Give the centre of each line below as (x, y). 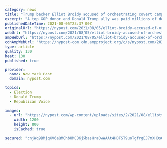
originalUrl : (19, 28)
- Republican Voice (30, 102)
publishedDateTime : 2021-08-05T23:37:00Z (49, 24)
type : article (20, 47)
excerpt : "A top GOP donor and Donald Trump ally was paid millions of (81, 19)
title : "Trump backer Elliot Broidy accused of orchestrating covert (79, 14)
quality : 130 (19, 51)
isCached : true (30, 129)
